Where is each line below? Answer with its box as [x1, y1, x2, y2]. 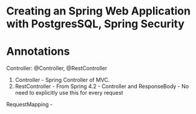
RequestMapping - [6, 101, 53, 108]
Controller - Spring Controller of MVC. [15, 77, 110, 84]
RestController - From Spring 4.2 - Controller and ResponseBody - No [15, 83, 189, 90]
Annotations [6, 45, 70, 59]
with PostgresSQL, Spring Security [6, 17, 185, 31]
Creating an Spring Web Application [6, 4, 191, 18]
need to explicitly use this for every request [15, 89, 123, 97]
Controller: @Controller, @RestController [6, 65, 108, 72]
